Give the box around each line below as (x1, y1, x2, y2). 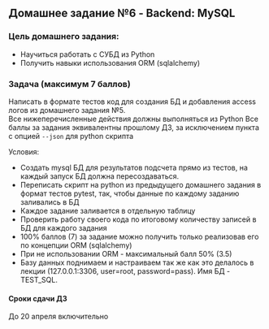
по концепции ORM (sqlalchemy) (20, 240, 132, 250)
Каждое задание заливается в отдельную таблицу (20, 206, 196, 215)
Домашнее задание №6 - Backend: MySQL (8, 6, 236, 20)
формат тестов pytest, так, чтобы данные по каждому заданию (20, 188, 240, 198)
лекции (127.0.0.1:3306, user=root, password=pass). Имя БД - (20, 266, 231, 275)
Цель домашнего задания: (8, 31, 119, 42)
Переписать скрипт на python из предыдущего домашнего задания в (20, 180, 262, 189)
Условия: (8, 146, 40, 157)
